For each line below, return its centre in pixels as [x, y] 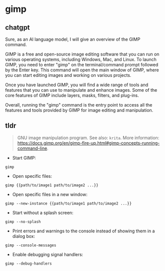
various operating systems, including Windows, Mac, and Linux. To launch [81, 59]
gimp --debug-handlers [28, 264]
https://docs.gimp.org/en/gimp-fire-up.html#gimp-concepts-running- [88, 143]
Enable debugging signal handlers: [48, 254]
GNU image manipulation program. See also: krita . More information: [88, 138]
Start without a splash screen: [43, 213]
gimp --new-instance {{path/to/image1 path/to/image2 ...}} [69, 203]
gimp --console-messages [31, 245]
